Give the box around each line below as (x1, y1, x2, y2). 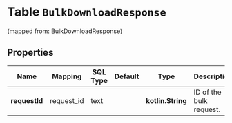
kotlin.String (146, 96, 188, 105)
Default (114, 71, 139, 81)
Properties (7, 47, 54, 58)
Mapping (51, 71, 82, 81)
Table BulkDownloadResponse (7, 4, 166, 20)
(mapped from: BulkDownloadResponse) (7, 27, 123, 35)
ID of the (193, 87, 222, 97)
